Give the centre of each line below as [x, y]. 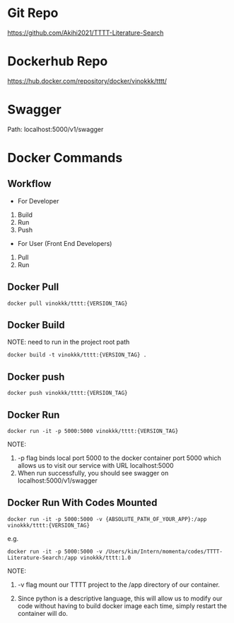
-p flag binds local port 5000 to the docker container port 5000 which [119, 458]
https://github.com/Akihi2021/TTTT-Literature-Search [86, 33]
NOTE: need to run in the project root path [69, 342]
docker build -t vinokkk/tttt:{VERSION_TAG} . [77, 355]
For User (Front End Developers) [65, 243]
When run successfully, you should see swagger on [93, 473]
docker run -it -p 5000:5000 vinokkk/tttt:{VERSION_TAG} [93, 431]
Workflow [29, 184]
